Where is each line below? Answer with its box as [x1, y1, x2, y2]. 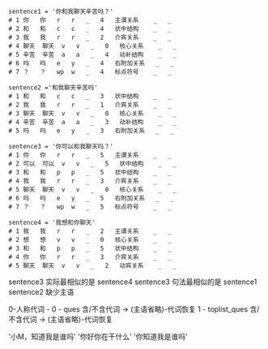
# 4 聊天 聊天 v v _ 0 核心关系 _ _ [8, 42, 177, 50]
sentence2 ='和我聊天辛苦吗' [8, 84, 99, 92]
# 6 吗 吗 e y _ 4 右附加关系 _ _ [8, 59, 174, 67]
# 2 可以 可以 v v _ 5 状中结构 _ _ [8, 160, 177, 168]
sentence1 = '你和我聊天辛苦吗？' [8, 7, 114, 15]
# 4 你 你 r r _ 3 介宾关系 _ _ [8, 253, 172, 261]
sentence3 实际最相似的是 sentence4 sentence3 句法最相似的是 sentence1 [8, 277, 257, 287]
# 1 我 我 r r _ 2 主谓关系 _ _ [8, 227, 172, 235]
